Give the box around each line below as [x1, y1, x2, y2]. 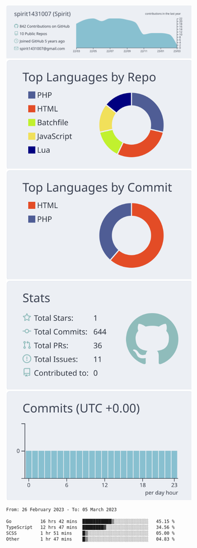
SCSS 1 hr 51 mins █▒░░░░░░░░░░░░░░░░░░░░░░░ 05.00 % [6, 530, 175, 536]
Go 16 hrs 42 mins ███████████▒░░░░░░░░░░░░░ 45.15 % [6, 519, 175, 524]
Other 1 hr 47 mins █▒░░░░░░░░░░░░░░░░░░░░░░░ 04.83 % [6, 536, 175, 542]
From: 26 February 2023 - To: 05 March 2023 [6, 507, 117, 513]
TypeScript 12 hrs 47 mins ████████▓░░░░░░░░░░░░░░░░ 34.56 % [6, 524, 175, 530]
